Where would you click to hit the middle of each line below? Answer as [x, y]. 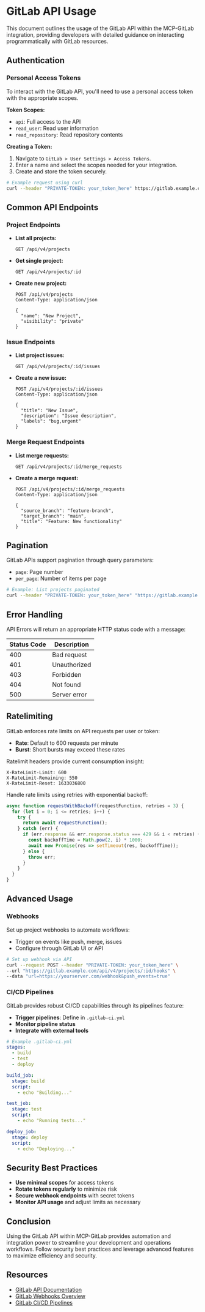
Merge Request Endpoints [46, 442]
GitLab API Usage [51, 11]
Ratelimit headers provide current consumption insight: [75, 761]
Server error [70, 695]
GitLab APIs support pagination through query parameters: [80, 560]
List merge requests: [42, 455]
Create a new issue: [41, 378]
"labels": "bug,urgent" [51, 421]
